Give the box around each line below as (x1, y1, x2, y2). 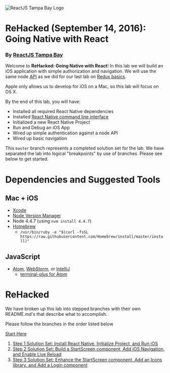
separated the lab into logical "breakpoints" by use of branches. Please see (5, 151, 163, 157)
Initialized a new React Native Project (12, 119, 90, 125)
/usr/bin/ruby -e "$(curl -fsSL (20, 230, 89, 235)
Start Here (5, 331, 27, 337)
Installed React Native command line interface (12, 114, 109, 120)
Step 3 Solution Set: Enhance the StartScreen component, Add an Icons (12, 357, 162, 363)
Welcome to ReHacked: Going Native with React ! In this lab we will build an (5, 63, 163, 69)
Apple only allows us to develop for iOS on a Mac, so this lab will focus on (5, 84, 159, 90)
